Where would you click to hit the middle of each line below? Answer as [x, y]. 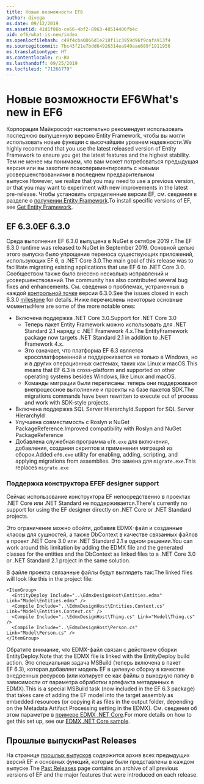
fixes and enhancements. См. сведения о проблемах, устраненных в [95, 287]
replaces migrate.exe [42, 468]
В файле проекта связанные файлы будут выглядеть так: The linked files [100, 572]
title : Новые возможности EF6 [45, 12]
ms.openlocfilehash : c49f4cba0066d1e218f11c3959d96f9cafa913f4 [89, 40]
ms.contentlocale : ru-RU [38, 58]
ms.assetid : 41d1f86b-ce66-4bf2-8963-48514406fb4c [72, 29]
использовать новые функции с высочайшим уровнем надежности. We [99, 142]
